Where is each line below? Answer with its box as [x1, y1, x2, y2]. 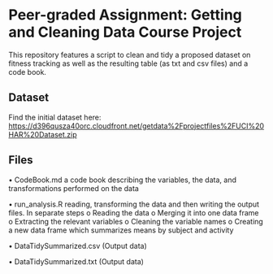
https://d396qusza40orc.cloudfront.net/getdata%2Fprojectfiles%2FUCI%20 [8, 120, 265, 131]
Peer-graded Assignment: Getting [8, 6, 242, 24]
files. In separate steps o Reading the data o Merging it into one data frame [8, 207, 259, 217]
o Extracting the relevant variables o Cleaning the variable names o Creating [8, 216, 264, 226]
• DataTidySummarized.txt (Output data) [8, 256, 145, 266]
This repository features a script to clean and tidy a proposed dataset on [8, 50, 251, 59]
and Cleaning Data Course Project [8, 23, 242, 41]
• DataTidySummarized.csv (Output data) [8, 241, 148, 250]
